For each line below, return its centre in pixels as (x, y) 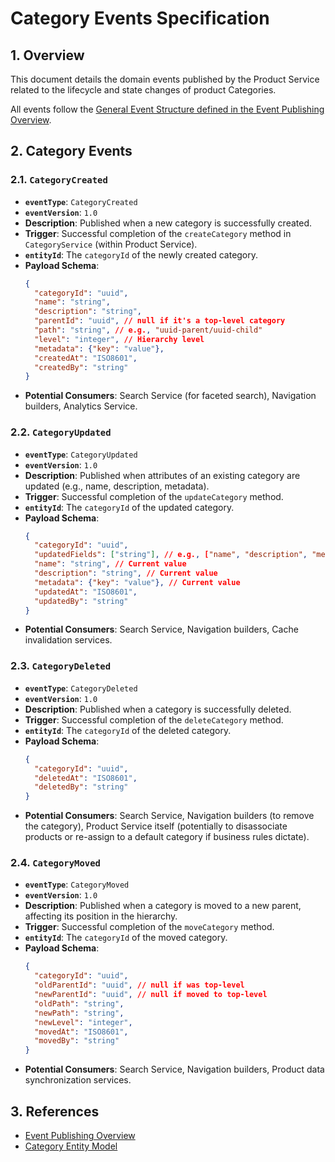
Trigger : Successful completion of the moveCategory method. (149, 927)
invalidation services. (68, 640)
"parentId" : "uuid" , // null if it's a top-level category (160, 321)
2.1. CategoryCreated (59, 180)
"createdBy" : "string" (81, 367)
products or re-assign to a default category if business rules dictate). (167, 837)
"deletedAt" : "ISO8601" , (86, 778)
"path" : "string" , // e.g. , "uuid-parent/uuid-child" (148, 330)
